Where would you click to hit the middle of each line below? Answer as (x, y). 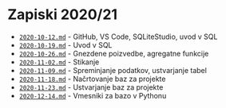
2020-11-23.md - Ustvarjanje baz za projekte (91, 87)
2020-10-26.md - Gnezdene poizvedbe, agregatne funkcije (114, 53)
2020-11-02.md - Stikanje (59, 62)
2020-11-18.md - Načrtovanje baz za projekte (92, 79)
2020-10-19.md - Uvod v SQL (65, 44)
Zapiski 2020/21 (62, 15)
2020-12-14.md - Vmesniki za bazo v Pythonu (93, 95)
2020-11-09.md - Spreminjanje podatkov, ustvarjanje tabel (113, 70)
